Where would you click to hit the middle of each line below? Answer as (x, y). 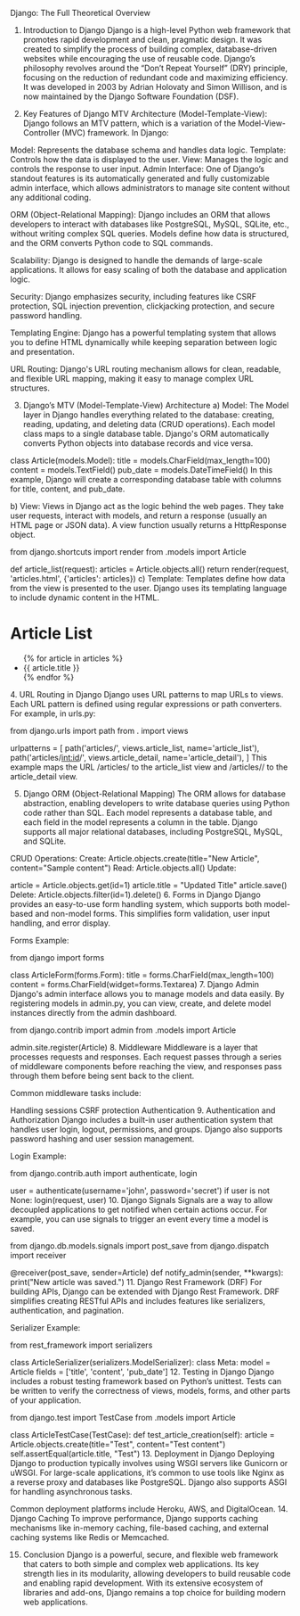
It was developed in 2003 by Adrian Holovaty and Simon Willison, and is (155, 87)
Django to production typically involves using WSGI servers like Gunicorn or (149, 1463)
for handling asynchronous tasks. (71, 1491)
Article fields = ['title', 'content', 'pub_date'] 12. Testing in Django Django (142, 1372)
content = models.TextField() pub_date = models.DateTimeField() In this (142, 470)
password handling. (46, 315)
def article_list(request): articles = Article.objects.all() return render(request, (150, 569)
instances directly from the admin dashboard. (93, 1012)
